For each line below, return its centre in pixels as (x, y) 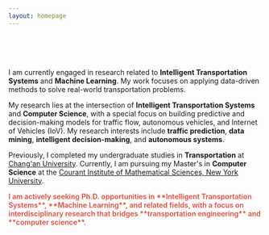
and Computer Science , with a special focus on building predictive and (127, 113)
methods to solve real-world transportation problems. (97, 89)
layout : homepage (37, 16)
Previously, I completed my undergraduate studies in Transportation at (126, 155)
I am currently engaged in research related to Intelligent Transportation (128, 72)
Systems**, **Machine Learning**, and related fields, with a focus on (126, 205)
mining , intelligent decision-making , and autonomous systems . (116, 139)
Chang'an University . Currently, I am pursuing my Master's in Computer (128, 163)
